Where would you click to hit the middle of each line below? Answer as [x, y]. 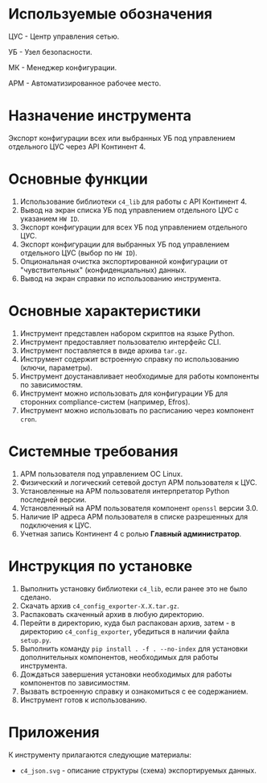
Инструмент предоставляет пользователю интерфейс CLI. [120, 342]
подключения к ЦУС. [55, 525]
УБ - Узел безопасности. [50, 52]
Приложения [54, 732]
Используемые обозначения [111, 14]
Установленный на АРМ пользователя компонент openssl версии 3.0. [139, 507]
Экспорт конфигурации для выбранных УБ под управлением [125, 244]
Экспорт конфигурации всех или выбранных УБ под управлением [122, 138]
